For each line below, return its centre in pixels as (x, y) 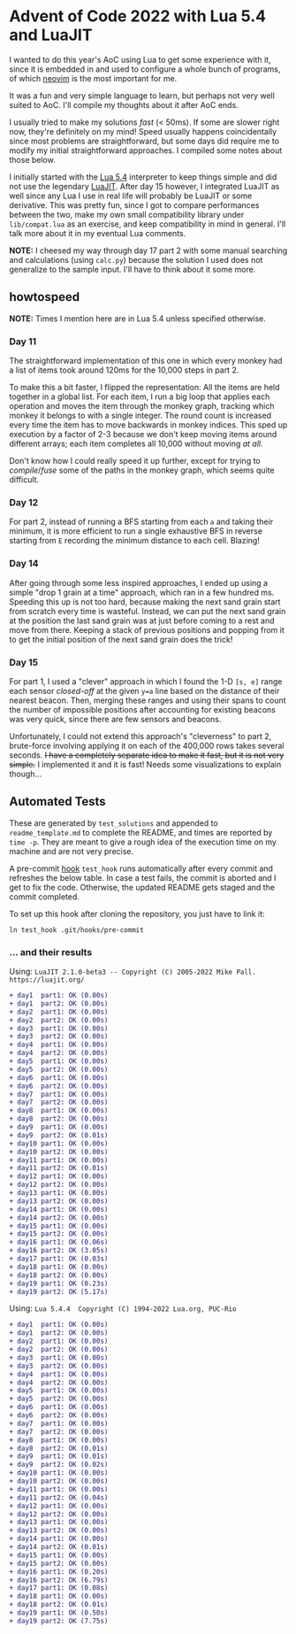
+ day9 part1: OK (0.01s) (59, 1457)
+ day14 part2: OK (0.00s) (59, 1218)
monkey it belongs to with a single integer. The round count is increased (140, 416)
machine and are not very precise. (72, 851)
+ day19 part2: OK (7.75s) (59, 1621)
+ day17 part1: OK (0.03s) (59, 1259)
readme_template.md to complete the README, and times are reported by (141, 832)
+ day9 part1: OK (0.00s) (59, 1127)
